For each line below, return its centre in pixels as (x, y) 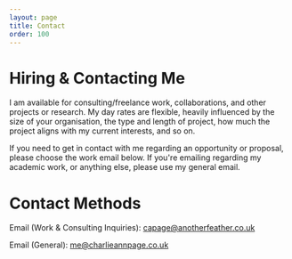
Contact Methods (75, 203)
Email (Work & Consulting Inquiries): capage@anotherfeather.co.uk (132, 228)
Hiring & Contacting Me (97, 78)
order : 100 (29, 34)
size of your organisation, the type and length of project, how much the (140, 122)
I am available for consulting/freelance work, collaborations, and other (138, 102)
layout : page (33, 17)
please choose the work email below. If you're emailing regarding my (135, 158)
